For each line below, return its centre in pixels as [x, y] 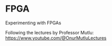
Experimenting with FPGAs [33, 23]
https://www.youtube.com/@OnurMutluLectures [56, 38]
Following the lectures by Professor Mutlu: [50, 32]
